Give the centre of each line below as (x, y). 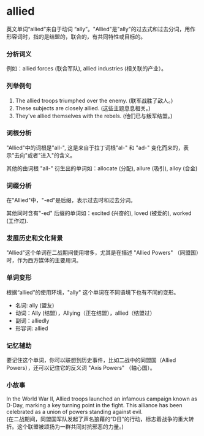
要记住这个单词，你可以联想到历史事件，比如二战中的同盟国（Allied (91, 360)
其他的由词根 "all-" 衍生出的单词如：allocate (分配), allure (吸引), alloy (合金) (102, 168)
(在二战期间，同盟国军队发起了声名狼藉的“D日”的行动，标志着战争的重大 (97, 419)
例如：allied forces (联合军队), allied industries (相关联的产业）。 (87, 69)
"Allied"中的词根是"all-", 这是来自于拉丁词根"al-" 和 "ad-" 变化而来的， (95, 148)
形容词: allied (32, 328)
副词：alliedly (32, 320)
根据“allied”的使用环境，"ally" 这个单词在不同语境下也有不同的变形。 (93, 292)
